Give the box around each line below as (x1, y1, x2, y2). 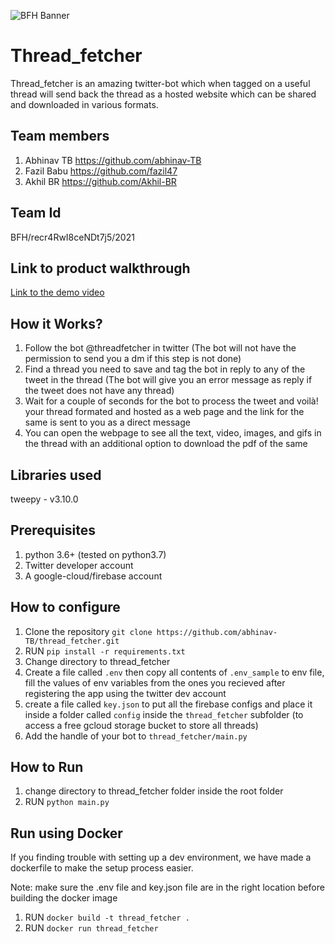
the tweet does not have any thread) (24, 385, 175, 397)
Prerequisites (10, 522, 96, 539)
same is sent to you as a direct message (24, 416, 191, 429)
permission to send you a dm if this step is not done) (24, 353, 242, 365)
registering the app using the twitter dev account (24, 687, 227, 699)
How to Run (10, 759, 84, 776)
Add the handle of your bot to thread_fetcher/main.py (24, 730, 248, 742)
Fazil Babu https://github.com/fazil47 (24, 165, 178, 177)
